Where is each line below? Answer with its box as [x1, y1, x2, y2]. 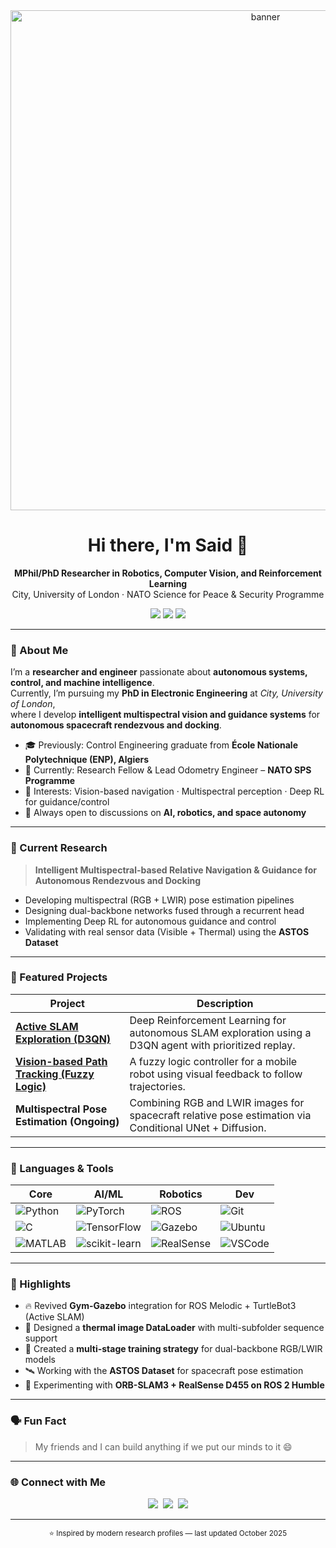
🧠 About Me [10, 643, 69, 657]
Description [196, 996, 254, 1010]
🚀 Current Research [10, 841, 108, 855]
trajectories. [129, 1079, 186, 1093]
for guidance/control [24, 796, 110, 808]
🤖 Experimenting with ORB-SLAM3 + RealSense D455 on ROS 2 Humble [24, 1379, 325, 1391]
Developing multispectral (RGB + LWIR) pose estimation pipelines [24, 894, 295, 906]
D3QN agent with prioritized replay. [129, 1038, 296, 1052]
